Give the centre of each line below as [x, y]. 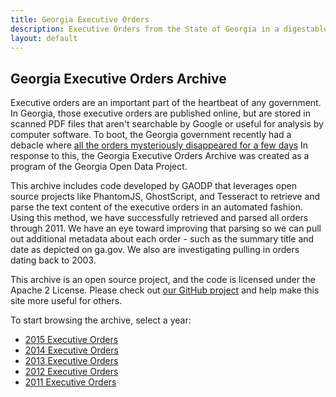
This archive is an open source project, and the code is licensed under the [163, 280]
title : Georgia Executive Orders [80, 19]
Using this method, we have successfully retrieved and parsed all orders [159, 218]
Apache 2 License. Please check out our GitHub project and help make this [165, 290]
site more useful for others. [66, 301]
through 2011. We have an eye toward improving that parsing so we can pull [166, 228]
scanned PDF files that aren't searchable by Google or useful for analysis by [167, 124]
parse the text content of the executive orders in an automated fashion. [157, 207]
